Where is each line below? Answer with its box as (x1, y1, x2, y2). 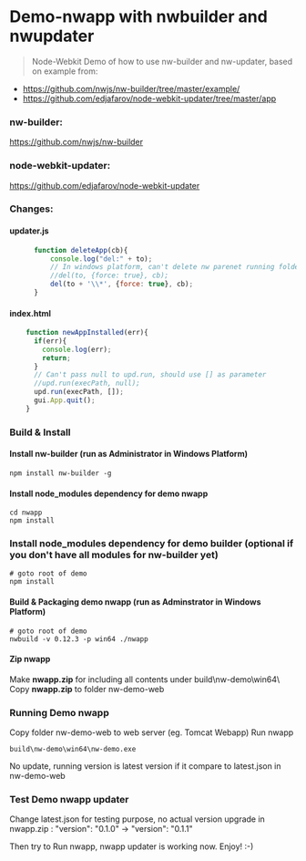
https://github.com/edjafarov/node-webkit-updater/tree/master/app (22, 93, 277, 104)
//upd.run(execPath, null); (33, 379, 141, 389)
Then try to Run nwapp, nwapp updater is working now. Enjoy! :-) (9, 841, 254, 852)
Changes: (9, 202, 54, 215)
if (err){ (33, 336, 67, 346)
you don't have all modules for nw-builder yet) (9, 549, 219, 562)
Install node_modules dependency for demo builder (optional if (9, 537, 294, 550)
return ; (42, 353, 71, 362)
